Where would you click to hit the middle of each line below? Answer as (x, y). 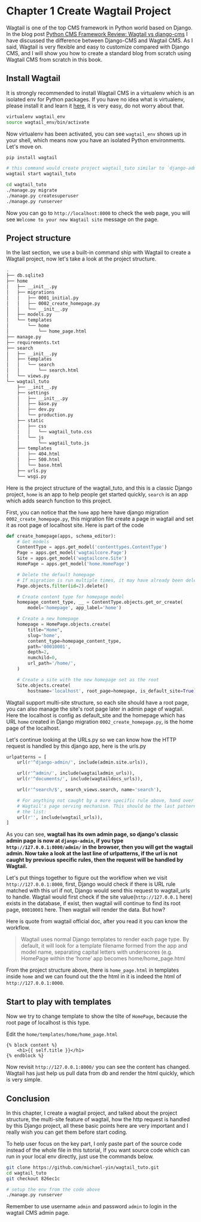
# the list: (32, 811)
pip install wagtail (32, 157)
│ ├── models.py (29, 315)
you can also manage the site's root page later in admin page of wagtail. (95, 709)
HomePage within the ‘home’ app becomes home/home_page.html (103, 959)
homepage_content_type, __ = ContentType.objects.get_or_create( (100, 602)
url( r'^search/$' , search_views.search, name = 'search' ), (89, 790)
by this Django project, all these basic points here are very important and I (97, 1125)
